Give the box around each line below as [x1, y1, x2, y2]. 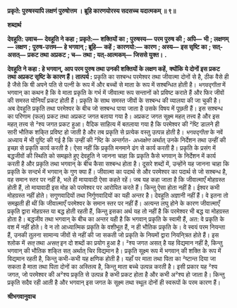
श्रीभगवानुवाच [7, 293, 37, 300]
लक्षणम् [214, 35, 229, 43]
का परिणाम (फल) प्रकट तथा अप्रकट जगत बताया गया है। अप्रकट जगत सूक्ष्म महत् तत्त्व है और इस [7, 113, 220, 120]
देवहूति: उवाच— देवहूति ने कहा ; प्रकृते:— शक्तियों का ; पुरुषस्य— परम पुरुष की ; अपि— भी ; [7, 35, 213, 43]
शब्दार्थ [7, 21, 22, 29]
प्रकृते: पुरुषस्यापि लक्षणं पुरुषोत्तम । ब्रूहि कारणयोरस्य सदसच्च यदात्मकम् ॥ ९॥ [7, 7, 176, 15]
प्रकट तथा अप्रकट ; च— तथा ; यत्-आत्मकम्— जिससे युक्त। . [27, 51, 167, 59]
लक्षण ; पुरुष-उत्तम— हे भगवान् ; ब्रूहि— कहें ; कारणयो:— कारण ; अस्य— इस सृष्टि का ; [15, 43, 212, 51]
